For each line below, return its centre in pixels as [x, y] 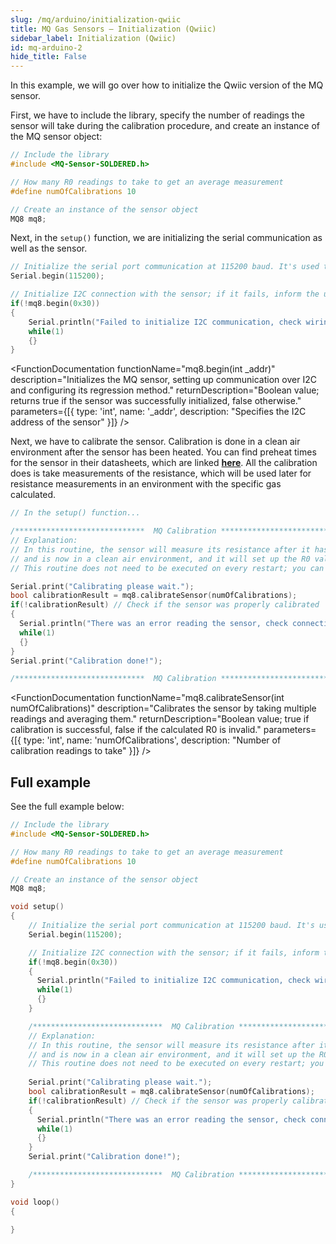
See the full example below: [67, 807]
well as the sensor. [49, 248]
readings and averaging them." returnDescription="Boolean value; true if [160, 719]
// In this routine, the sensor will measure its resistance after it [160, 549]
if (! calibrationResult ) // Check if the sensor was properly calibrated [165, 605]
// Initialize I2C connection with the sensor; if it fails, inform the [165, 294]
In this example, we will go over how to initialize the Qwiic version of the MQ [167, 85]
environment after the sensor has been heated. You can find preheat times [163, 452]
